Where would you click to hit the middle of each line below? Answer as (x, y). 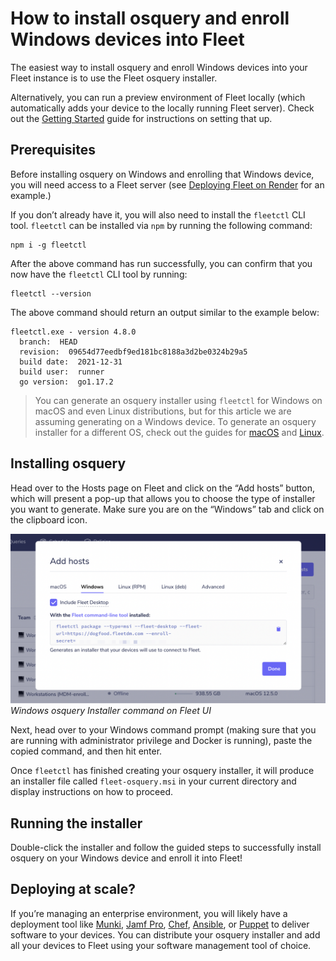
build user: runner (62, 372)
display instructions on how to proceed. (92, 792)
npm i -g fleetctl (48, 245)
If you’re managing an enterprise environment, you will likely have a (149, 913)
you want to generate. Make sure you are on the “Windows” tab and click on (167, 509)
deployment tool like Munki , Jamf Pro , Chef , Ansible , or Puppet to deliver (160, 924)
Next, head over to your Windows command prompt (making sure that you (163, 730)
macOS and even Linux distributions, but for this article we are (163, 411)
